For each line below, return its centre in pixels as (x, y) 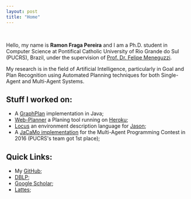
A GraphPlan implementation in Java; (59, 114)
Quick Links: (29, 157)
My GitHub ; (28, 171)
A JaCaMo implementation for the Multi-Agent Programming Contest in (100, 132)
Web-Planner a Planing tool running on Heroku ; (71, 120)
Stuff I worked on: (39, 99)
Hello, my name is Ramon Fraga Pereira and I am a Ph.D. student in (87, 45)
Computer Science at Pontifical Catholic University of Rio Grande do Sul (93, 51)
